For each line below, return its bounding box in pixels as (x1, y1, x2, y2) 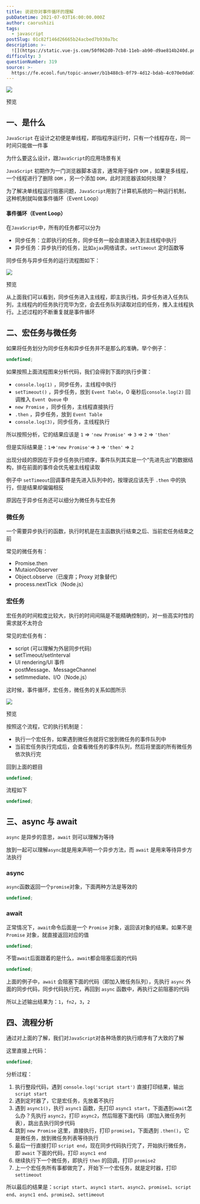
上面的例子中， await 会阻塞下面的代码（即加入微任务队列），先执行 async (6, 978, 185, 985)
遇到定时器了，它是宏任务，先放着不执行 (14, 1097, 114, 1104)
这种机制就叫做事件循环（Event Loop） (6, 195, 102, 202)
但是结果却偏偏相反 (16, 483, 64, 491)
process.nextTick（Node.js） (14, 581, 87, 588)
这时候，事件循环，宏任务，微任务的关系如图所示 (6, 686, 126, 693)
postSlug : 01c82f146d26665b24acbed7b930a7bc (6, 36, 118, 42)
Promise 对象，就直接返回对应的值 (6, 931, 89, 938)
